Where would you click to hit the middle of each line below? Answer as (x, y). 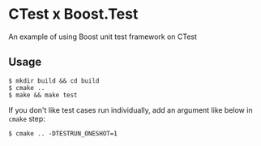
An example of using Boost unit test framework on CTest (103, 36)
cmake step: (27, 118)
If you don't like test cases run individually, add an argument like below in (130, 109)
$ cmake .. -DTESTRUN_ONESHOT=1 (63, 133)
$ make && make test (43, 95)
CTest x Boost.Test (73, 14)
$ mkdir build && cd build (54, 81)
